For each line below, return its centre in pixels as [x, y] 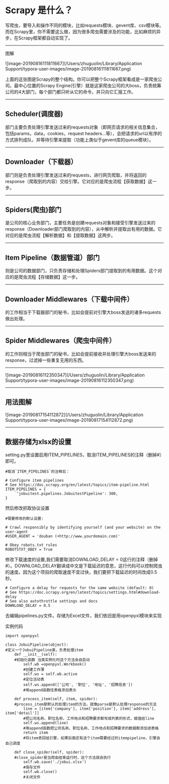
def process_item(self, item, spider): [56, 699]
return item [36, 733]
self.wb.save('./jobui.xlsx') [55, 762]
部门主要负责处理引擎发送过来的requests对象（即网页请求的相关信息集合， [82, 127]
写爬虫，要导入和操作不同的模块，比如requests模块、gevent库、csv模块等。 [84, 25]
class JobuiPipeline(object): [37, 645]
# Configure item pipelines [35, 481]
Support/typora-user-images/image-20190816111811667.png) [68, 69]
